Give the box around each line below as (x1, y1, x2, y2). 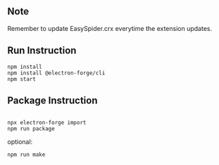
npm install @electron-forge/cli (7, 70, 106, 77)
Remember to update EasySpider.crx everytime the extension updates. (7, 24, 213, 32)
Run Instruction (7, 45, 77, 57)
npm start (7, 75, 37, 83)
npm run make (7, 151, 46, 159)
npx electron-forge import (7, 119, 87, 126)
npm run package (7, 126, 55, 133)
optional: (7, 138, 33, 146)
